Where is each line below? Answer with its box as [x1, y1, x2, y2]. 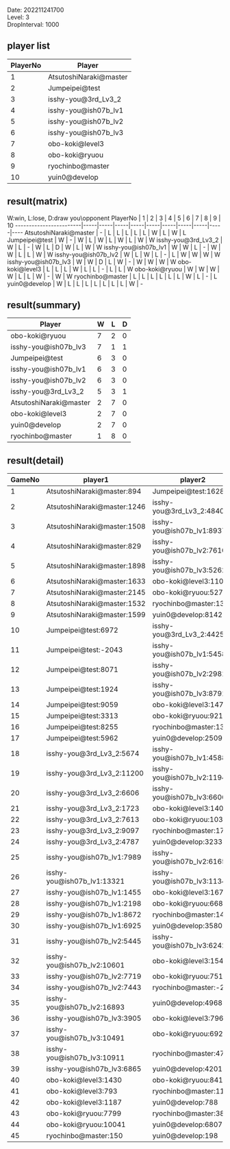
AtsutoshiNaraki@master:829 [46, 542, 142, 551]
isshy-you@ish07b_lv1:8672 [46, 910, 142, 919]
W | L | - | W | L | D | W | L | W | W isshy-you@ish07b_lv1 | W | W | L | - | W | [7, 243, 221, 251]
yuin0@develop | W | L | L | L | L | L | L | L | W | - [7, 279, 144, 287]
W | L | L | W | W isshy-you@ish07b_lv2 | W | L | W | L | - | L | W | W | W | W [7, 250, 221, 258]
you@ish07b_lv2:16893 [46, 1002, 125, 1012]
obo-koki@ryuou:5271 [152, 588, 228, 597]
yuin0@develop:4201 [152, 1064, 222, 1074]
